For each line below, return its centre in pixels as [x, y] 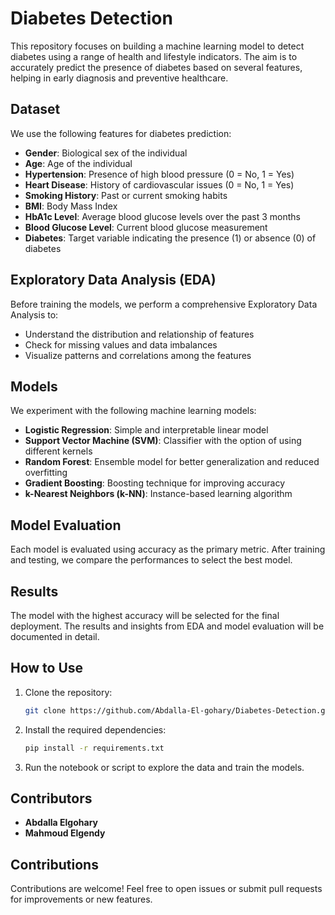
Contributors [51, 798]
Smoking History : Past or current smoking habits [126, 195]
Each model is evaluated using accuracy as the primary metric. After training [168, 549]
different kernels [58, 451]
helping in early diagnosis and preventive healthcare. [119, 78]
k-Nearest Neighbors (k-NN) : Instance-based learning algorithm [158, 494]
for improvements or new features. [81, 899]
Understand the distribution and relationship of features [139, 334]
